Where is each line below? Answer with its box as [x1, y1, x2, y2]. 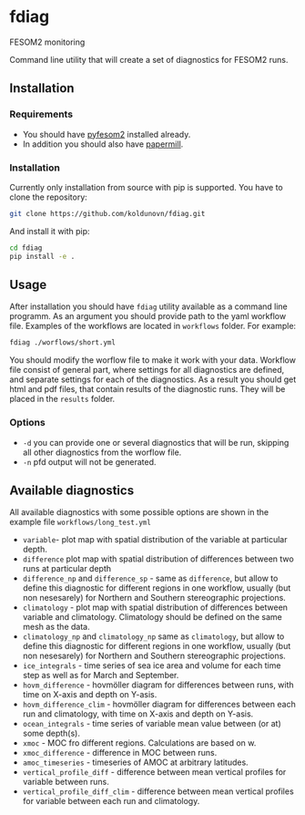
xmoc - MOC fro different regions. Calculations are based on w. [22, 738, 257, 748]
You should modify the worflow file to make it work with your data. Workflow [9, 355, 296, 366]
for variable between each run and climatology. [22, 796, 200, 807]
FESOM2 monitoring [9, 36, 86, 47]
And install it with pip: [9, 225, 90, 236]
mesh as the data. [22, 622, 90, 633]
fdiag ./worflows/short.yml [9, 338, 117, 347]
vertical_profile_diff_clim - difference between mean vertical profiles [22, 786, 294, 797]
